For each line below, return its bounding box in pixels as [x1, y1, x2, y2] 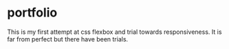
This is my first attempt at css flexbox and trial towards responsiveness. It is [7, 28, 222, 36]
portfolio [7, 5, 58, 21]
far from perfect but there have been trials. [7, 35, 129, 43]
